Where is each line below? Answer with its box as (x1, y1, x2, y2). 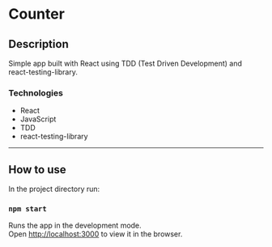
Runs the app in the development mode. (8, 220, 142, 231)
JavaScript (19, 114, 57, 124)
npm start (8, 204, 47, 214)
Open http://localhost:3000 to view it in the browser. (8, 229, 183, 239)
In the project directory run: (8, 184, 100, 194)
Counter (8, 5, 65, 23)
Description (8, 37, 69, 51)
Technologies (8, 87, 63, 98)
